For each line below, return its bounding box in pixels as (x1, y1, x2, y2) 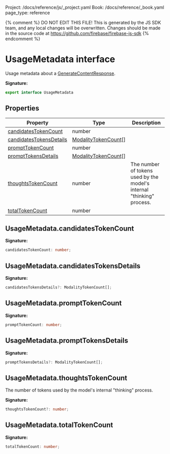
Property (26, 119, 49, 126)
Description (132, 119, 161, 126)
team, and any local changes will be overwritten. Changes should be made (5, 25, 161, 31)
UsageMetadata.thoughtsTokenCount (5, 373, 127, 382)
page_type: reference (5, 10, 50, 16)
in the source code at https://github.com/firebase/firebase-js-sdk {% (5, 30, 149, 36)
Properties (5, 104, 39, 113)
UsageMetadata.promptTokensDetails (5, 336, 129, 345)
